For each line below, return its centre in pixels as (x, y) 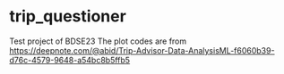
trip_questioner (68, 16)
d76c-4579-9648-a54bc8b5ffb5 (70, 60)
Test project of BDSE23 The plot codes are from (98, 41)
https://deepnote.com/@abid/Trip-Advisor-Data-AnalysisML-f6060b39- (142, 50)
